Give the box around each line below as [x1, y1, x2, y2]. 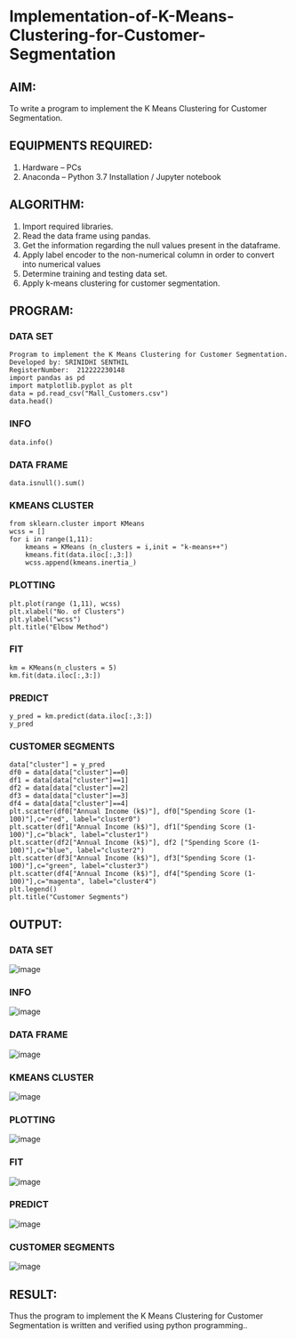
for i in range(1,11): [9, 535, 93, 544]
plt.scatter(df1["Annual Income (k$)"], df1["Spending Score [9, 823, 241, 832]
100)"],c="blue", [9, 846, 74, 856]
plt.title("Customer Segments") [9, 893, 129, 902]
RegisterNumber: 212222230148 [9, 366, 125, 375]
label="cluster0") [72, 815, 141, 824]
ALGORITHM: [9, 198, 84, 213]
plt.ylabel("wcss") [9, 614, 82, 624]
